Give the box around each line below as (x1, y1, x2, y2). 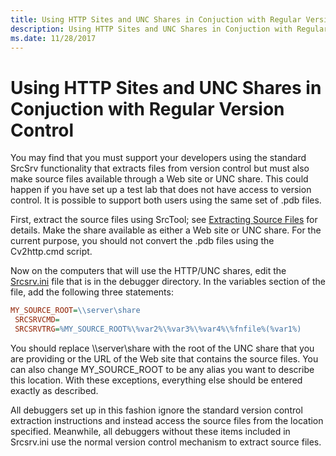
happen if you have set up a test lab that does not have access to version (10, 184, 312, 196)
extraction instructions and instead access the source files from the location (10, 414, 324, 426)
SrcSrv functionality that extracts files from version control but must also (10, 162, 310, 175)
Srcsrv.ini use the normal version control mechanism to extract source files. (10, 436, 322, 448)
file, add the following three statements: (10, 286, 174, 298)
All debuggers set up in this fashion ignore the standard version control (10, 404, 303, 416)
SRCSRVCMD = (14, 315, 60, 325)
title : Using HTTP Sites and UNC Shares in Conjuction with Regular (10, 14, 302, 25)
